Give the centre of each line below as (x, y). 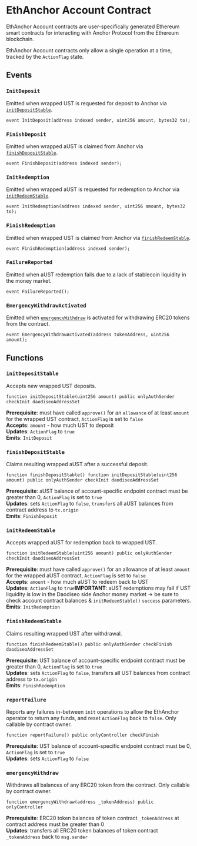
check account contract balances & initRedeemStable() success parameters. (99, 601)
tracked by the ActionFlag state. (45, 56)
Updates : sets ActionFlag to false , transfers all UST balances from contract (98, 673)
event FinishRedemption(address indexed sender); (68, 248)
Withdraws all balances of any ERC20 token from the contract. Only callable (98, 785)
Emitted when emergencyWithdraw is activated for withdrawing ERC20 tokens (98, 317)
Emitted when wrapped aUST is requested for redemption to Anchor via (93, 189)
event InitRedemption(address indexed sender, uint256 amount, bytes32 (96, 206)
